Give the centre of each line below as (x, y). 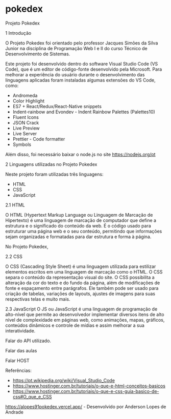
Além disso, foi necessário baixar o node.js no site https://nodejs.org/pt (80, 154)
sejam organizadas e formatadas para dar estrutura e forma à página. (78, 237)
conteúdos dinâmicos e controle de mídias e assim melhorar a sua (75, 325)
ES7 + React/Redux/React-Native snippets (57, 106)
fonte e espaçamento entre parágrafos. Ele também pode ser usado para (82, 288)
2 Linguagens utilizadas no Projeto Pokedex (51, 164)
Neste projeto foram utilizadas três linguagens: (54, 174)
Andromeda (25, 95)
